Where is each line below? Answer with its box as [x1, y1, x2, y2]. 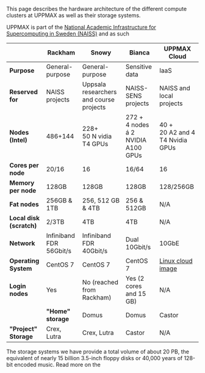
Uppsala [82, 80, 106, 88]
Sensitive [125, 62, 153, 71]
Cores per [9, 161, 39, 169]
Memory [9, 179, 35, 187]
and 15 [125, 290, 146, 298]
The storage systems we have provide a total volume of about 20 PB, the [6, 348, 189, 355]
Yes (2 [125, 275, 145, 283]
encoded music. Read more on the [14, 361, 101, 368]
